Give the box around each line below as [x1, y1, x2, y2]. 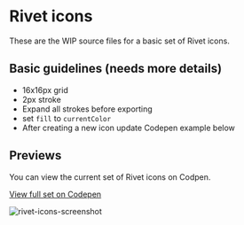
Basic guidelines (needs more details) [9, 61, 223, 76]
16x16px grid [21, 84, 68, 95]
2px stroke [21, 94, 62, 105]
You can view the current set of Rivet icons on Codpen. [9, 171, 211, 182]
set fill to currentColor [21, 112, 112, 123]
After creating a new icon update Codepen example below [21, 122, 235, 133]
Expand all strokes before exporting [21, 104, 153, 114]
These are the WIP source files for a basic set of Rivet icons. [9, 35, 231, 46]
